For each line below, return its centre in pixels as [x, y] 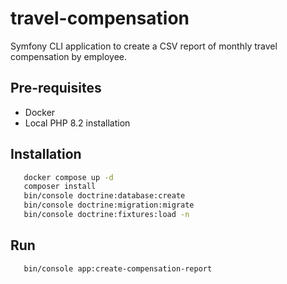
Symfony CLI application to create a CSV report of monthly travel [144, 46]
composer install [60, 187]
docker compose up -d [68, 177]
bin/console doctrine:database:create [104, 196]
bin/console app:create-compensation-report [118, 268]
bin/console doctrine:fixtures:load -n [106, 215]
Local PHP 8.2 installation [77, 123]
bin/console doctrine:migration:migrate [109, 205]
